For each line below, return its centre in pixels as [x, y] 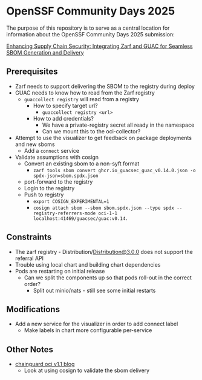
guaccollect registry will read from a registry [82, 99]
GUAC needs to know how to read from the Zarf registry [85, 93]
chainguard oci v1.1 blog [45, 364]
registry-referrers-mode [64, 213]
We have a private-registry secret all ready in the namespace [118, 125]
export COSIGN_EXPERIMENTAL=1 [71, 201]
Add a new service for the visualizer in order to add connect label [96, 324]
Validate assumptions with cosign [57, 157]
